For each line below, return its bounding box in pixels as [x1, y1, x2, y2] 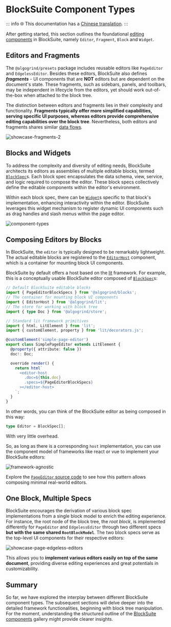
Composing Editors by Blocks [6, 235, 102, 244]
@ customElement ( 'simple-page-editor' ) [6, 337, 89, 343]
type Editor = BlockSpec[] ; [6, 424, 66, 429]
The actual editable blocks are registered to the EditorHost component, [6, 254, 157, 260]
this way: [6, 413, 25, 420]
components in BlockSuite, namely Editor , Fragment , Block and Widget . [6, 36, 154, 42]
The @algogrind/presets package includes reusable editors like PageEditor [6, 65, 163, 71]
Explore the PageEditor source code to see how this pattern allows [6, 473, 146, 480]
